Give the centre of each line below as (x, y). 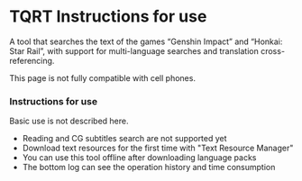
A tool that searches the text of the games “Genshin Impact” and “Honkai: (146, 41)
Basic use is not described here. (69, 121)
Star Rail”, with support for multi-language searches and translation (134, 50)
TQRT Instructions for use (108, 17)
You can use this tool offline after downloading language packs (139, 158)
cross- (273, 50)
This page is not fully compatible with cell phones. (103, 77)
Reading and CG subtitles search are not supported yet (124, 139)
